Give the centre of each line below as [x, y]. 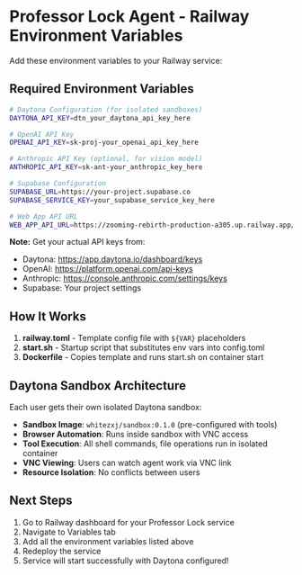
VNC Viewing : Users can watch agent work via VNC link [127, 463]
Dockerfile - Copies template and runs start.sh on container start [143, 357]
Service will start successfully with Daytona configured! [125, 561]
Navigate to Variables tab [69, 532]
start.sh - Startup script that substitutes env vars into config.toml [143, 347]
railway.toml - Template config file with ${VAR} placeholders [134, 338]
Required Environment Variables [102, 89]
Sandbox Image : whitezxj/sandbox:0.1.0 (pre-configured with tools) [150, 424]
